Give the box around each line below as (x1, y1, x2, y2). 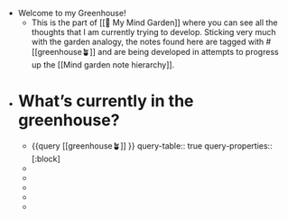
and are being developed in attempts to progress (98, 47, 279, 57)
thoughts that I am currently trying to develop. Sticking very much (31, 27, 276, 37)
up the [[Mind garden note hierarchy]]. (31, 59, 175, 70)
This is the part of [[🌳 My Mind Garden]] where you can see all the (31, 17, 278, 28)
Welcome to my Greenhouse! (17, 8, 126, 18)
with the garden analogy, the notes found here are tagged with (31, 36, 265, 47)
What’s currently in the (17, 91, 194, 112)
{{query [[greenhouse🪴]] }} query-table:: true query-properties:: (31, 140, 273, 151)
